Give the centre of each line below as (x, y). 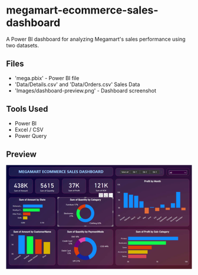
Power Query (31, 135)
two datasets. (23, 45)
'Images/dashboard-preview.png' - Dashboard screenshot (85, 90)
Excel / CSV (29, 130)
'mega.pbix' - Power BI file (47, 78)
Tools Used (27, 109)
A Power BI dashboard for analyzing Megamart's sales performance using (96, 39)
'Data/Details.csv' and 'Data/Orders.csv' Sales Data (77, 84)
